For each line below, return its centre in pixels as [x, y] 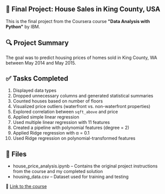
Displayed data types [35, 90]
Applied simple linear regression [46, 117]
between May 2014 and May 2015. [41, 62]
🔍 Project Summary [37, 43]
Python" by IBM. [23, 26]
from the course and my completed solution [58, 171]
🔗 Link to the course [26, 186]
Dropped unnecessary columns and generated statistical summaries [83, 96]
